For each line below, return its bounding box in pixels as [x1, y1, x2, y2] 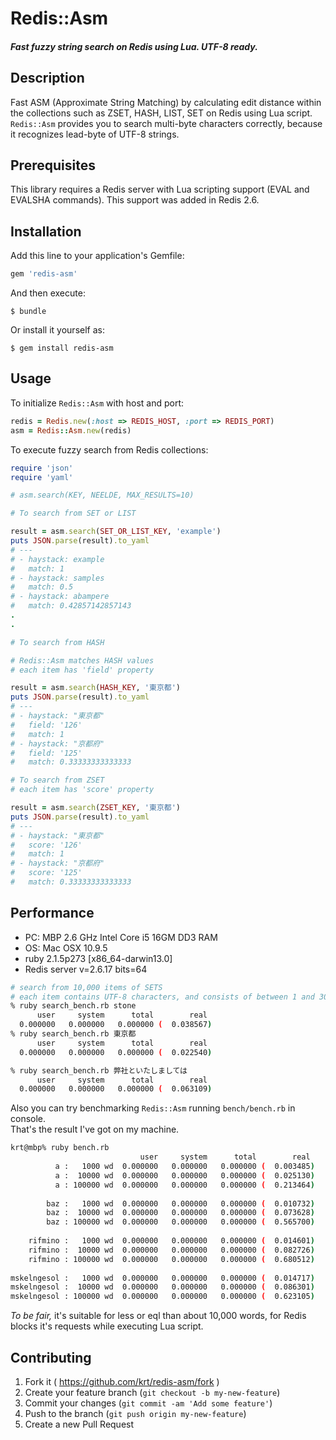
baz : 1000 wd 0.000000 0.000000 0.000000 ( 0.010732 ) [46, 1198, 315, 1209]
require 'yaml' [10, 472, 74, 482]
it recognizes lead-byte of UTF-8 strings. [10, 128, 180, 140]
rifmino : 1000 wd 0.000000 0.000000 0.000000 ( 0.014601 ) [28, 1236, 315, 1246]
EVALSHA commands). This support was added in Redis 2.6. [10, 194, 260, 206]
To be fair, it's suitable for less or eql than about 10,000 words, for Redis [10, 1310, 307, 1322]
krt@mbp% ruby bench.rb [10, 1143, 110, 1153]
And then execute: [10, 287, 86, 299]
